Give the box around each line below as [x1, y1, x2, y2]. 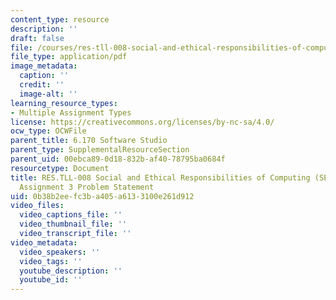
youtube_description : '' [19, 266, 123, 276]
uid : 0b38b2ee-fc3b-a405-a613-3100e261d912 [10, 191, 195, 201]
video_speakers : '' [19, 247, 101, 257]
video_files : [10, 201, 65, 211]
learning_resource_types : [10, 98, 118, 108]
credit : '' [19, 80, 65, 90]
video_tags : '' [19, 256, 83, 266]
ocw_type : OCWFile [10, 126, 87, 136]
